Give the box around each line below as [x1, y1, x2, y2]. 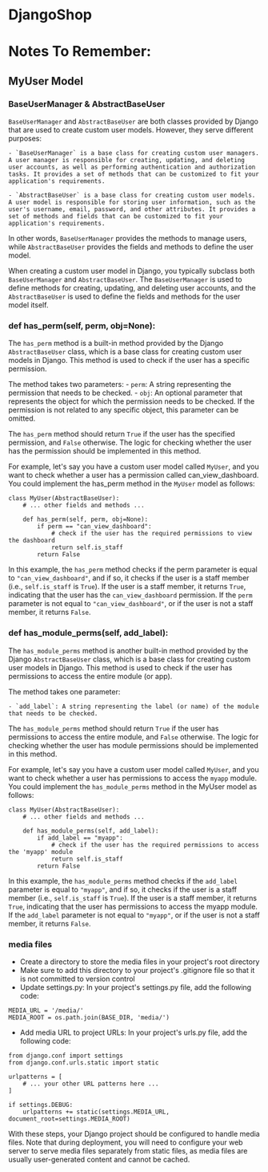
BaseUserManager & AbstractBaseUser [8, 98, 166, 109]
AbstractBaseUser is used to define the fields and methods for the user [8, 291, 241, 302]
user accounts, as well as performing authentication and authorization [8, 163, 256, 172]
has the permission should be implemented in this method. [8, 446, 202, 456]
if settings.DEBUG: [8, 1101, 74, 1109]
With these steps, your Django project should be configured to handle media [8, 1129, 260, 1138]
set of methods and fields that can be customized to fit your [8, 213, 224, 221]
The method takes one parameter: [8, 686, 121, 696]
